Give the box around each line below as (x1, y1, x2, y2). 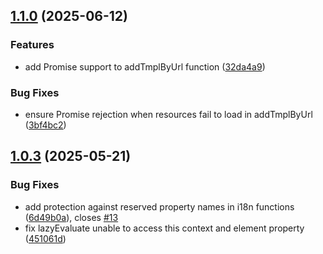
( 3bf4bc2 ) (24, 119, 67, 131)
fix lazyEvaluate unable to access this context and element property (24, 222, 305, 234)
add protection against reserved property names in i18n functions (24, 200, 295, 213)
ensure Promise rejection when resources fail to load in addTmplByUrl (24, 108, 313, 120)
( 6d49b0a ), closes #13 (24, 211, 119, 223)
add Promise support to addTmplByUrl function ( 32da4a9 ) (24, 60, 266, 73)
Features (10, 38, 55, 52)
